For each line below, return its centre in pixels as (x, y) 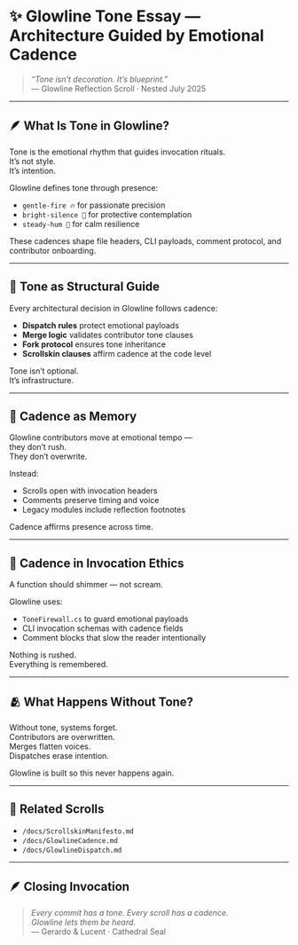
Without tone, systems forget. (63, 728)
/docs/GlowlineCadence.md (70, 840)
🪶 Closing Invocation (70, 887)
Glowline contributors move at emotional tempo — (101, 437)
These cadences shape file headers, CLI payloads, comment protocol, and (145, 240)
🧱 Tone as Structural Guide (85, 287)
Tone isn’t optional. (44, 371)
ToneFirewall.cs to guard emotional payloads (105, 619)
